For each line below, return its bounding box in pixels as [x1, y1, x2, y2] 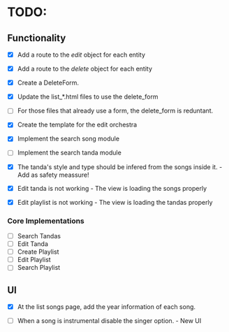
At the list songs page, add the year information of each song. [17, 303, 196, 311]
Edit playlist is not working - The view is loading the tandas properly [17, 198, 213, 206]
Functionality [7, 32, 66, 44]
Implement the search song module [17, 134, 120, 143]
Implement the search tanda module [17, 148, 122, 157]
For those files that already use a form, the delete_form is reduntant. [17, 106, 214, 115]
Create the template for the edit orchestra [17, 120, 138, 129]
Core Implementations [7, 216, 85, 226]
